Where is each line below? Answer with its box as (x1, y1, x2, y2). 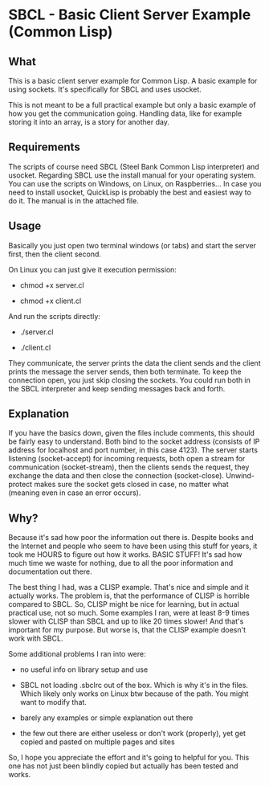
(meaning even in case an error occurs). (8, 488, 141, 497)
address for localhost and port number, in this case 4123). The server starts (8, 445, 259, 455)
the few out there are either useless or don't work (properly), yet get (19, 729, 247, 739)
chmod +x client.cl (19, 296, 82, 305)
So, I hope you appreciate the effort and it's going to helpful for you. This (8, 753, 250, 763)
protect (8, 480, 33, 489)
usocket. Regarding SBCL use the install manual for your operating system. (8, 170, 256, 180)
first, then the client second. (8, 249, 102, 259)
